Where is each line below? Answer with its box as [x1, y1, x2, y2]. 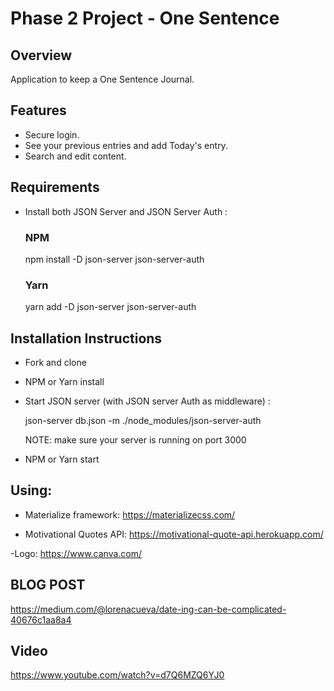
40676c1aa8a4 [10, 613, 72, 626]
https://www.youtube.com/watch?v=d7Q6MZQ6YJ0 [10, 669, 225, 681]
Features [10, 102, 67, 119]
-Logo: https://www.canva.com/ [10, 547, 143, 559]
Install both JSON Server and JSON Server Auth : [24, 205, 228, 217]
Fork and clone [24, 357, 87, 369]
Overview [10, 47, 73, 64]
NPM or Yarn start [24, 453, 100, 466]
